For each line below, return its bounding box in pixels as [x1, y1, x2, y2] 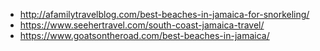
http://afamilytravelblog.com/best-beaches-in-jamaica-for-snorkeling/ [19, 9, 310, 20]
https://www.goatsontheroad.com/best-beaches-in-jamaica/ [19, 30, 270, 41]
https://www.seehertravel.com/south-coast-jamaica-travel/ [19, 19, 265, 31]
